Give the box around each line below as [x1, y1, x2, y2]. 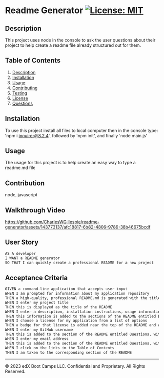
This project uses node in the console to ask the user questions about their [5, 37, 156, 43]
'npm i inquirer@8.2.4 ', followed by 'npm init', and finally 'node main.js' [5, 132, 147, 138]
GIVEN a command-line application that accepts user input [5, 286, 128, 292]
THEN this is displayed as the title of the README [5, 304, 112, 309]
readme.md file [5, 165, 36, 170]
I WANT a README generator [5, 256, 60, 261]
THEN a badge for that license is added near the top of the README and [5, 323, 156, 328]
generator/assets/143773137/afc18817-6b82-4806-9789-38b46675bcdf [5, 224, 151, 230]
